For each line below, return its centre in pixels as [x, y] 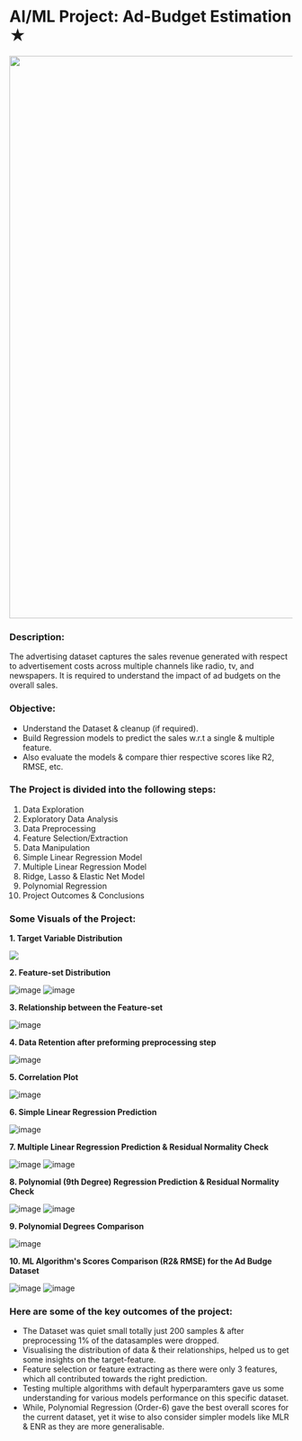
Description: [37, 636]
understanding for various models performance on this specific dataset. [155, 1398]
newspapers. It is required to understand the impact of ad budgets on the [145, 676]
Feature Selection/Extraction [75, 838]
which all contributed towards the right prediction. [115, 1379]
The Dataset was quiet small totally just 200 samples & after [133, 1331]
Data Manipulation [56, 847]
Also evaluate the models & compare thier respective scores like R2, [148, 757]
